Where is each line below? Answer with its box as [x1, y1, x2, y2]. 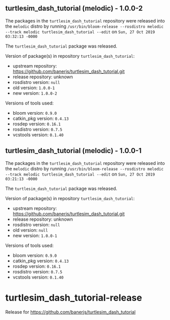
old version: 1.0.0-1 [12, 84, 55, 91]
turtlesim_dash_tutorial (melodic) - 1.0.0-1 [5, 146, 142, 155]
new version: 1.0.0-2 [12, 90, 57, 96]
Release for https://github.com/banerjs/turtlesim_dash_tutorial [5, 309, 136, 315]
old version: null [12, 227, 48, 233]
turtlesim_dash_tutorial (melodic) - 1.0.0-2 [5, 4, 143, 13]
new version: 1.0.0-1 [12, 232, 57, 239]
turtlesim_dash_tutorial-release [5, 292, 142, 304]
